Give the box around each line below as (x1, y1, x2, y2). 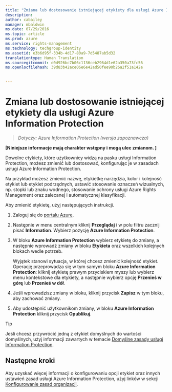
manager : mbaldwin (5, 22, 45, 27)
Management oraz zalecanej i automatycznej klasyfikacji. (5, 192, 126, 198)
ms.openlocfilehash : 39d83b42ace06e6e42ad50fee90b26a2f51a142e (5, 65, 143, 70)
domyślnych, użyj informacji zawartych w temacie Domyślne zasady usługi (5, 336, 163, 342)
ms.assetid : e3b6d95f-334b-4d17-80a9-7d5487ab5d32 (5, 50, 116, 55)
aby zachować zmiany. (12, 295, 61, 302)
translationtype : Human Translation (5, 55, 83, 61)
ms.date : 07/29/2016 (5, 27, 50, 32)
